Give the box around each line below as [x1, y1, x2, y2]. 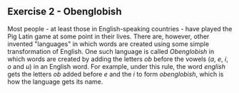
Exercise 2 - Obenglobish [7, 6, 122, 18]
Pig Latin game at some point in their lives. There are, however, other [7, 32, 210, 40]
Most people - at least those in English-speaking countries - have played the [7, 24, 233, 33]
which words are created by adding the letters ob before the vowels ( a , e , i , [7, 55, 228, 63]
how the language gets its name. [7, 77, 103, 86]
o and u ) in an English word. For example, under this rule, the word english [7, 62, 226, 70]
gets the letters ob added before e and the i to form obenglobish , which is [7, 70, 224, 78]
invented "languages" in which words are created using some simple [7, 39, 209, 48]
